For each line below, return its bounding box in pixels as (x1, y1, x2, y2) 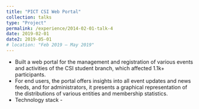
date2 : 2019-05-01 (6, 36, 52, 42)
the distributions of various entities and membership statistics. (14, 90, 168, 97)
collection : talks (6, 14, 52, 20)
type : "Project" (6, 20, 46, 26)
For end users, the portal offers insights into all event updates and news (14, 77, 191, 84)
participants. (14, 71, 46, 78)
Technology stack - (14, 96, 63, 103)
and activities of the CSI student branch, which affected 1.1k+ (14, 64, 165, 71)
